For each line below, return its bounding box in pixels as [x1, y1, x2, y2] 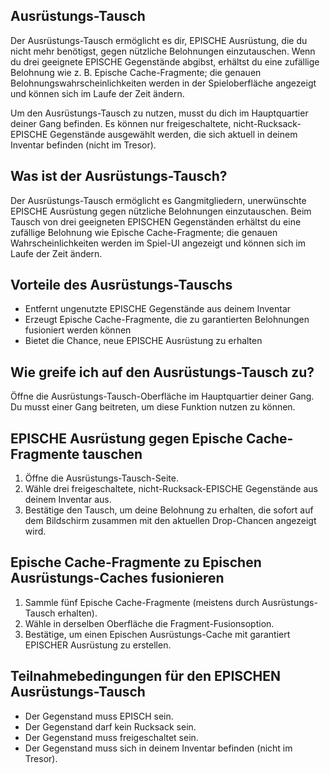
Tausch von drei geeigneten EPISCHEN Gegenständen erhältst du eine [10, 215, 302, 228]
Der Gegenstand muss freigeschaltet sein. [24, 731, 199, 743]
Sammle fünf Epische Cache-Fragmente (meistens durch [24, 596, 260, 608]
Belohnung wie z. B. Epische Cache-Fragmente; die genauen [10, 66, 262, 78]
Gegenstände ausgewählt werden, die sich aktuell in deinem [49, 128, 298, 140]
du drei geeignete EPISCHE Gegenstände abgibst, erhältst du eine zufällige [10, 55, 320, 68]
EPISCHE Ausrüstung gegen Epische [10, 430, 243, 447]
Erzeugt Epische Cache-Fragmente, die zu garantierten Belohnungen [24, 314, 310, 326]
